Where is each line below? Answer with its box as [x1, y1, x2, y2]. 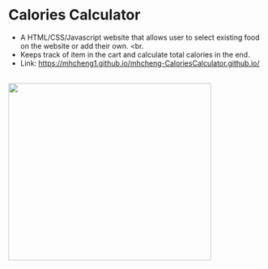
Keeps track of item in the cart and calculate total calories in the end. [19, 49, 250, 59]
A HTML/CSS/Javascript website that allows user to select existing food [19, 32, 261, 42]
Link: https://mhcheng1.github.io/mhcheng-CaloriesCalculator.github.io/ [19, 58, 260, 68]
